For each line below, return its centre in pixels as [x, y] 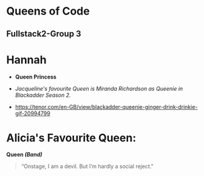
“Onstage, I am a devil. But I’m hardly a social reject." [87, 166]
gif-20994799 [32, 113]
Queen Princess [36, 77]
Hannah [26, 60]
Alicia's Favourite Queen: [71, 138]
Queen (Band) [24, 155]
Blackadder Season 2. [43, 95]
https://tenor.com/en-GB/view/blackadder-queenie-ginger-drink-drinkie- [106, 107]
